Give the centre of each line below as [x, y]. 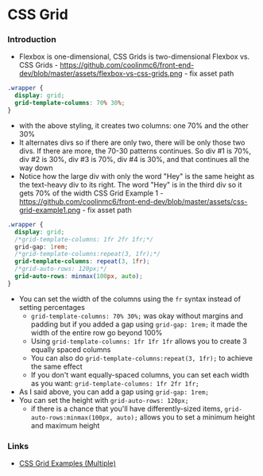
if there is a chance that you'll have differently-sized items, [127, 408]
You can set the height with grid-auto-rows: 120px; [104, 400]
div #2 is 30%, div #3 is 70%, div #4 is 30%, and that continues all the [134, 159]
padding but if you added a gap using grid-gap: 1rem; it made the [139, 324]
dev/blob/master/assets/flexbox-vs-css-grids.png [101, 74]
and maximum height [65, 425]
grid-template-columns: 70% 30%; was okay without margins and [137, 315]
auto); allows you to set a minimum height [186, 417]
